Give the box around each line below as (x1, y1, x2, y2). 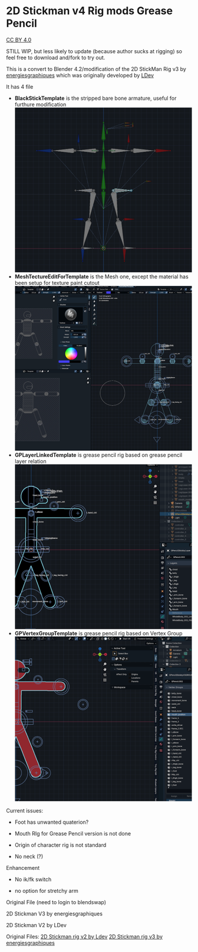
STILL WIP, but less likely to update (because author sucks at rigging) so (6, 47, 183, 54)
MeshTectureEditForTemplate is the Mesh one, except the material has (14, 273, 189, 280)
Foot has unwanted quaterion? (14, 818, 89, 826)
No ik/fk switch (14, 876, 52, 883)
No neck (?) (14, 853, 44, 860)
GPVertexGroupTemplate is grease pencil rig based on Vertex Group (14, 629, 183, 636)
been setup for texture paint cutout (14, 279, 100, 286)
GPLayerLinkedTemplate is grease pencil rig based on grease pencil (14, 451, 183, 459)
